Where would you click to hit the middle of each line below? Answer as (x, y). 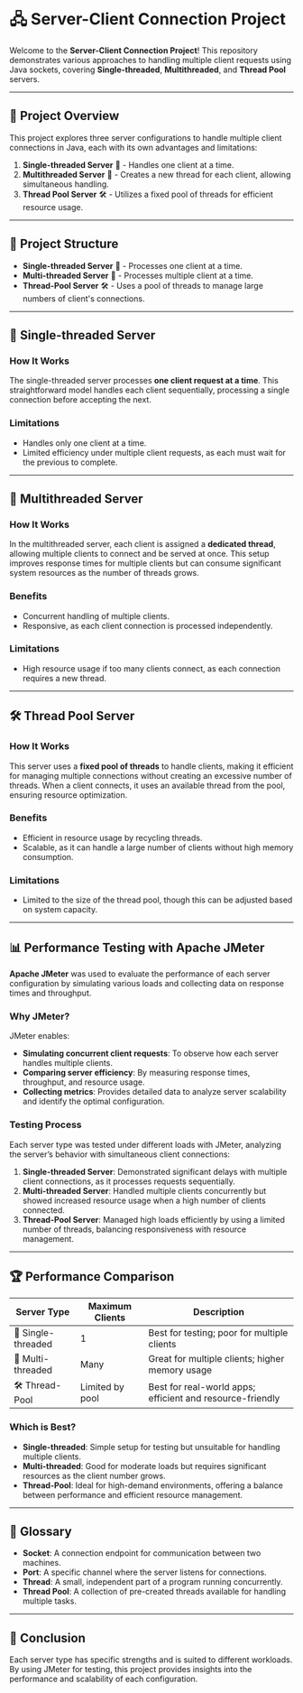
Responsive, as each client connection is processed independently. (147, 625)
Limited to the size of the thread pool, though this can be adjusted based (157, 900)
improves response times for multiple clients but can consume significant (145, 563)
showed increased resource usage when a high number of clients (144, 1200)
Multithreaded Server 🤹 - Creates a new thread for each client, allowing (156, 174)
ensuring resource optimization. (69, 795)
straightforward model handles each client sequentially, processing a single (150, 390)
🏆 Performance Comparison (92, 1277)
